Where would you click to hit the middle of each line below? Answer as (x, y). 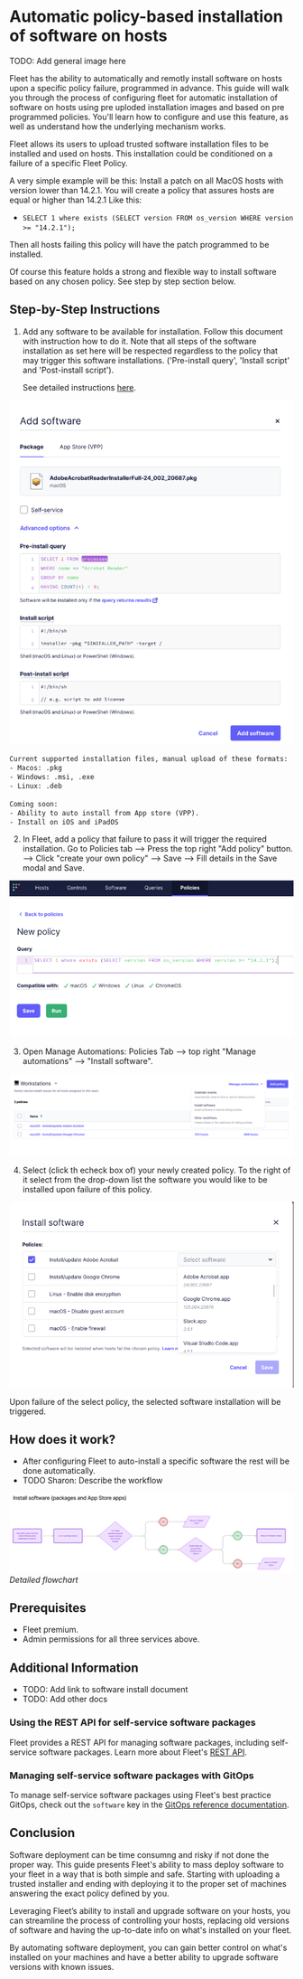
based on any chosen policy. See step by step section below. (123, 281)
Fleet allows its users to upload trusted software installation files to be (139, 144)
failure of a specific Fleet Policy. (69, 163)
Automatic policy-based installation (147, 17)
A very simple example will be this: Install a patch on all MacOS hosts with (147, 180)
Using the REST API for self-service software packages (133, 1722)
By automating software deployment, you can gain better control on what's (148, 1947)
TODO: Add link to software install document (105, 1690)
